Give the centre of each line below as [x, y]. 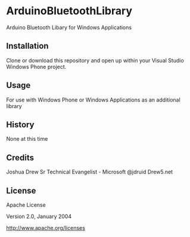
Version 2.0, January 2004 [39, 216]
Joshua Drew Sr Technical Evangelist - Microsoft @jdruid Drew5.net [90, 172]
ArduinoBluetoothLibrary [69, 11]
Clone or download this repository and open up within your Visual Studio [95, 60]
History [20, 124]
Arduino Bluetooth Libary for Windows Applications [69, 27]
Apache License [26, 205]
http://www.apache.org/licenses [46, 228]
